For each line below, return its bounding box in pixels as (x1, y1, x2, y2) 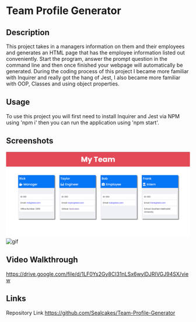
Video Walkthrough (6, 255, 78, 265)
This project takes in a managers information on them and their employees (6, 43, 185, 50)
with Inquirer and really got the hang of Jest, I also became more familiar (6, 74, 181, 81)
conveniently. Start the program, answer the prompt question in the (6, 56, 167, 62)
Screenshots (6, 136, 54, 146)
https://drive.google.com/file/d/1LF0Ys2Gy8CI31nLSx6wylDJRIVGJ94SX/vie (6, 270, 189, 278)
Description (6, 28, 50, 37)
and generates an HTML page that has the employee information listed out (6, 49, 185, 56)
